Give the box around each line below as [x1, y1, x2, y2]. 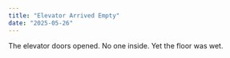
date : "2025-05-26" [8, 19, 74, 27]
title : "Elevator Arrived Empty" [8, 11, 120, 20]
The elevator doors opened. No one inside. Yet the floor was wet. [8, 41, 224, 50]
